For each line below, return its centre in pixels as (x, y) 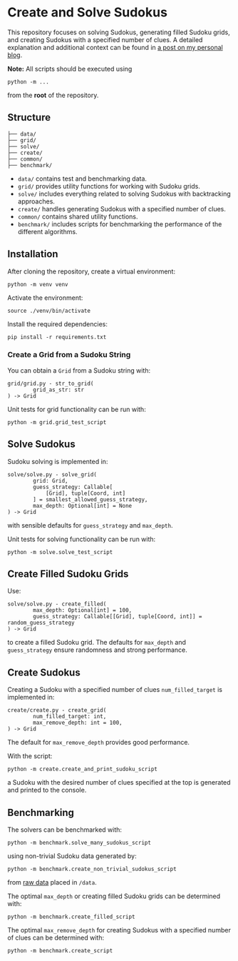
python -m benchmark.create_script (60, 951)
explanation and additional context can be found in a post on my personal (115, 47)
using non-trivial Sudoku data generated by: (72, 856)
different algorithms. (47, 231)
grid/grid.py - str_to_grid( (51, 383)
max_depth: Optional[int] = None (83, 505)
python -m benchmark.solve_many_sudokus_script (79, 843)
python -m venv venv (38, 284)
